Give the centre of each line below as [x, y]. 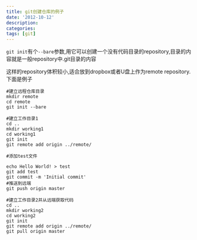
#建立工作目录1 [22, 119]
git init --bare [26, 107]
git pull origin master [36, 232]
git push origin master [36, 189]
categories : [21, 28]
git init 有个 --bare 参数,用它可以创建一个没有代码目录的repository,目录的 [96, 52]
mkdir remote [22, 97]
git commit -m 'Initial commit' [46, 177]
